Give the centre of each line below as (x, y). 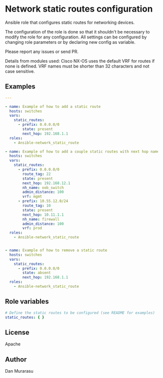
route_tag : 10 (37, 206)
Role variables (27, 301)
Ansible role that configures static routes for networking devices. (70, 22)
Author (16, 359)
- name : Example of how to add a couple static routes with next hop (77, 152)
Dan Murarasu (19, 371)
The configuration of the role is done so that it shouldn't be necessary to (77, 32)
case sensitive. (20, 71)
